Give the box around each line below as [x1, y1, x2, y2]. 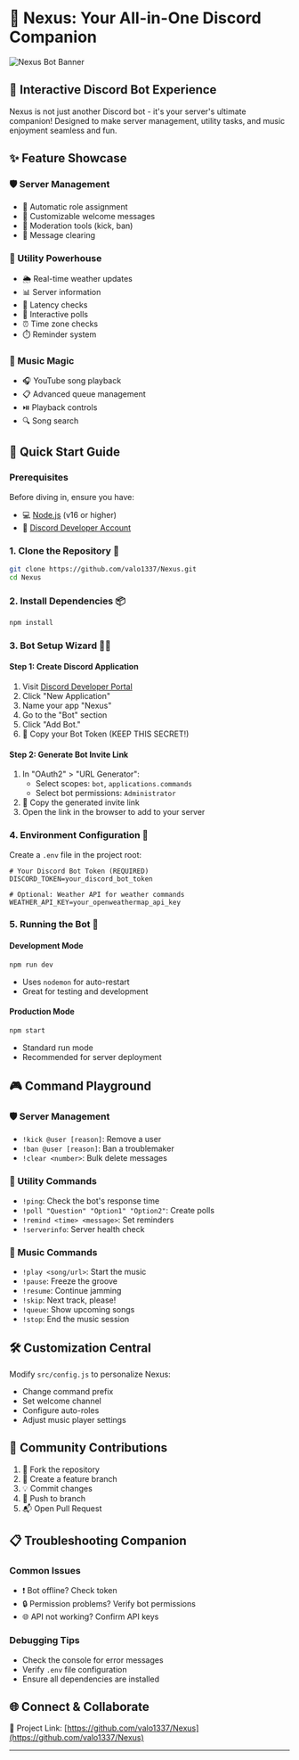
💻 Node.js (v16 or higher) [21, 509, 117, 520]
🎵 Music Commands [9, 1246, 98, 1258]
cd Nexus [9, 572, 42, 582]
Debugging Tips [9, 1634, 80, 1647]
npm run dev [9, 960, 53, 969]
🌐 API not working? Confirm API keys [21, 1611, 159, 1622]
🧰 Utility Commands [9, 1175, 98, 1188]
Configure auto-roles [21, 1404, 100, 1416]
